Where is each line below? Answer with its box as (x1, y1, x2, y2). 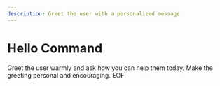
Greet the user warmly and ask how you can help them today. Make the (7, 64, 214, 72)
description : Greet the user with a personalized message (7, 10, 180, 17)
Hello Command (7, 40, 103, 56)
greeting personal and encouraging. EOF (7, 71, 125, 79)
